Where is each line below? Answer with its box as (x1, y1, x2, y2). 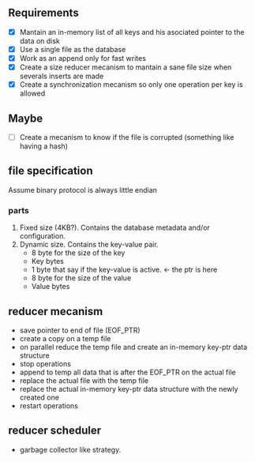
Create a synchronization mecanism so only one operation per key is (19, 80, 243, 89)
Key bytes (31, 257, 65, 266)
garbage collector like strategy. (19, 445, 122, 454)
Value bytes (31, 282, 70, 291)
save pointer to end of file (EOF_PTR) (19, 325, 141, 335)
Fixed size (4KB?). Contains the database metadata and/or (19, 223, 211, 232)
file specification (8, 164, 93, 178)
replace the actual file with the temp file (19, 375, 148, 385)
